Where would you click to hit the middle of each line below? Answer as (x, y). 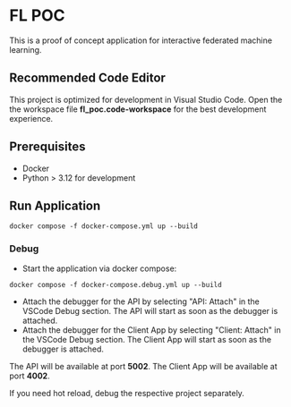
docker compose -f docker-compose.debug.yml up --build (116, 284)
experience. (31, 118)
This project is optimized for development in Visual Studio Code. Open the (146, 99)
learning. (26, 49)
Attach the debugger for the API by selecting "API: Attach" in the (141, 301)
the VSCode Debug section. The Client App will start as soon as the (146, 339)
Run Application (55, 205)
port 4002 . (30, 376)
